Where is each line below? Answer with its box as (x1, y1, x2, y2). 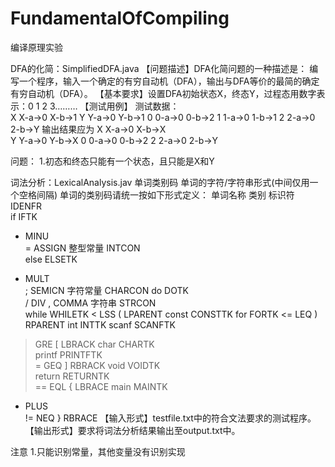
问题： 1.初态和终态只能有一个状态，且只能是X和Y (10, 155, 215, 167)
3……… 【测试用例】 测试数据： (49, 100, 180, 112)
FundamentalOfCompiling (10, 7, 230, 30)
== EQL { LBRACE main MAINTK (34, 380, 168, 392)
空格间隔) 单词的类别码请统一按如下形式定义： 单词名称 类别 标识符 (18, 188, 295, 201)
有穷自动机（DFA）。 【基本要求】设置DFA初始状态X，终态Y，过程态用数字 (10, 87, 317, 99)
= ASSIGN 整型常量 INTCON (24, 242, 141, 254)
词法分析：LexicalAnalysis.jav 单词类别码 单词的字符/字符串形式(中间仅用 (10, 176, 310, 188)
